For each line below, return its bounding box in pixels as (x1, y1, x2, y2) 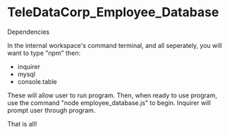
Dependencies (7, 28, 50, 36)
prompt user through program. (7, 106, 96, 114)
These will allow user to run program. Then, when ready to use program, (7, 91, 218, 99)
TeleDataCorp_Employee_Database (7, 4, 220, 20)
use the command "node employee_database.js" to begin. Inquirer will (7, 98, 211, 106)
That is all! (7, 119, 37, 128)
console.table (17, 77, 58, 85)
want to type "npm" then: (7, 49, 81, 57)
